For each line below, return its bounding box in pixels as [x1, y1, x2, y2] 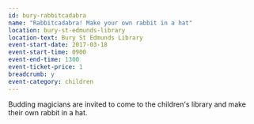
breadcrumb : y [8, 70, 55, 78]
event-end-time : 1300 [8, 56, 80, 64]
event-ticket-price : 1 [8, 63, 83, 71]
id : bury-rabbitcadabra [8, 11, 87, 20]
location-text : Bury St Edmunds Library [8, 33, 144, 42]
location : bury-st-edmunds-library [8, 26, 126, 34]
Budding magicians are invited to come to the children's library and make [8, 100, 247, 109]
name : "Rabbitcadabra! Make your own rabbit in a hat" [8, 19, 193, 27]
